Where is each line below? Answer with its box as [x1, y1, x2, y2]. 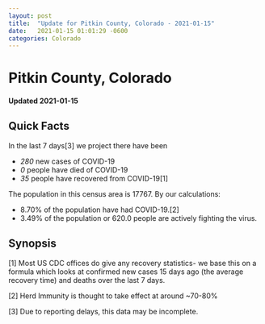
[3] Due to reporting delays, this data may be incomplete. [8, 306, 199, 316]
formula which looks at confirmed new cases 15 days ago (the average [8, 267, 244, 276]
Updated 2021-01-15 [8, 96, 78, 106]
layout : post [8, 11, 53, 20]
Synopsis [8, 237, 57, 251]
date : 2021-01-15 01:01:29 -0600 [8, 27, 128, 35]
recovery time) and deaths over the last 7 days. [8, 275, 166, 285]
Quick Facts [8, 119, 70, 133]
